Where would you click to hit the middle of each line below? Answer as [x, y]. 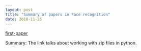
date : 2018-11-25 [24, 19]
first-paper [17, 33]
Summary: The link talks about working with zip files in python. [71, 43]
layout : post [19, 10]
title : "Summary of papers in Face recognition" [58, 14]
